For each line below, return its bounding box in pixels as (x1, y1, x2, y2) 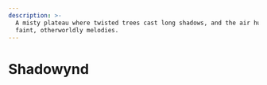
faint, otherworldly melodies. (15, 26, 119, 34)
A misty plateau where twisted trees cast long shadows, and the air (15, 19, 250, 27)
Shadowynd (8, 60, 90, 78)
